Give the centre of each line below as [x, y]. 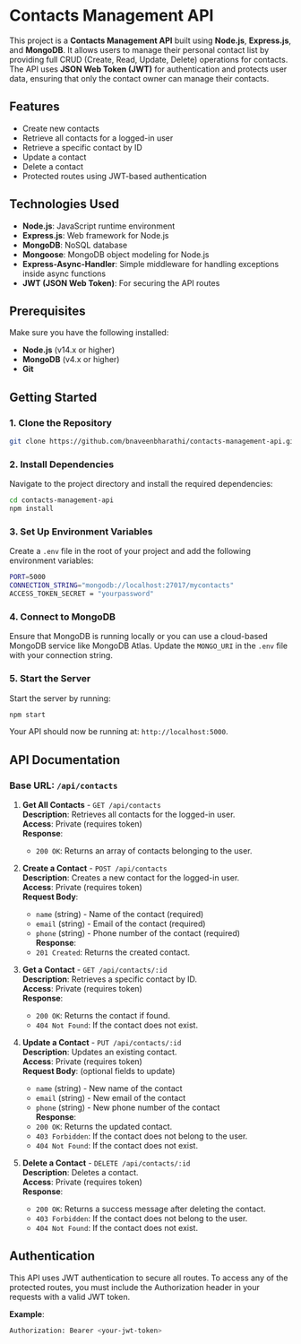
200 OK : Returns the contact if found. [103, 1016]
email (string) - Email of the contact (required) [120, 923]
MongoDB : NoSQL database [75, 245]
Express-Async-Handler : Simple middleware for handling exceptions [150, 264]
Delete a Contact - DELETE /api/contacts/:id [106, 1163]
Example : [27, 1314]
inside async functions [64, 273]
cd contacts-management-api [62, 500]
